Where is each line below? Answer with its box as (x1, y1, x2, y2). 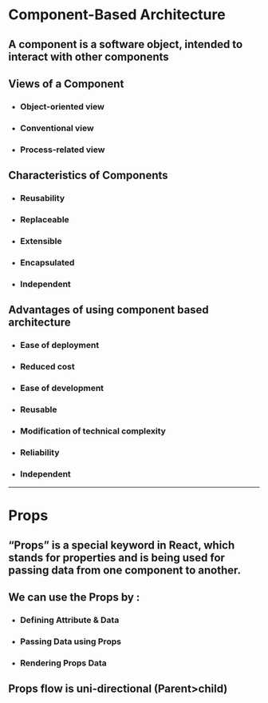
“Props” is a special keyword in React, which (8, 538, 235, 552)
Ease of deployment (19, 340, 100, 351)
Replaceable (19, 214, 69, 225)
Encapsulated (19, 257, 75, 268)
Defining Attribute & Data (19, 614, 120, 625)
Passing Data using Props (19, 636, 122, 647)
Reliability (19, 446, 60, 457)
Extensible (19, 235, 62, 246)
